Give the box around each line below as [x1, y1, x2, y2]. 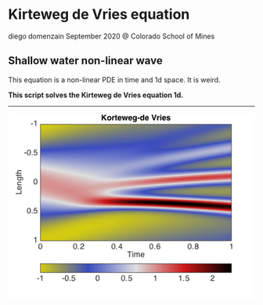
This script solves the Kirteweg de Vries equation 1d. [8, 90, 184, 100]
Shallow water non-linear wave [8, 54, 163, 67]
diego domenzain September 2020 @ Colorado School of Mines [8, 31, 215, 41]
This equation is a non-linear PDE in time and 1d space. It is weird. [8, 74, 221, 84]
